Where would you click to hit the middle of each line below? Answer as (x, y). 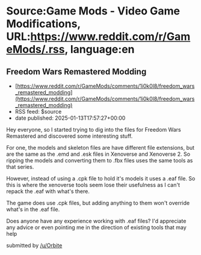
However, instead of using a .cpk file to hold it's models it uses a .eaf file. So (101, 178)
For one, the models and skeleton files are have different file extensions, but (100, 148)
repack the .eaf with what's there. (48, 191)
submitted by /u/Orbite (34, 245)
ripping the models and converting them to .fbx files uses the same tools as (100, 160)
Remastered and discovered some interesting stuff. (70, 136)
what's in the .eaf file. (33, 209)
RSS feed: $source (38, 112)
